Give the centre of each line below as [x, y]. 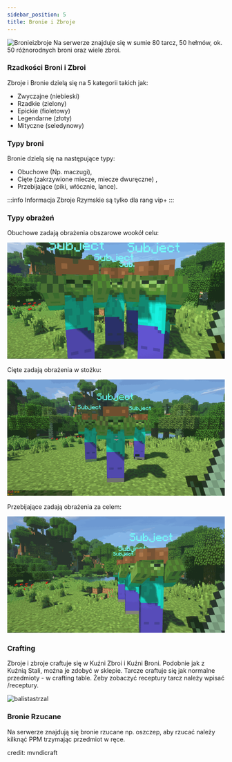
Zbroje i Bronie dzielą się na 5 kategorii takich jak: [78, 82]
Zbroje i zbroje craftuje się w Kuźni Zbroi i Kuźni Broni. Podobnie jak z [106, 663]
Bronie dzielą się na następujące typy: [61, 158]
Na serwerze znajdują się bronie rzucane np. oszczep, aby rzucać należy [111, 732]
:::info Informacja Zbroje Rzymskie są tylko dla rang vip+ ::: [91, 200]
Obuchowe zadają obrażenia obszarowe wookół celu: [83, 233]
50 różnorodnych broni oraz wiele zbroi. [64, 50]
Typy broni [26, 143]
